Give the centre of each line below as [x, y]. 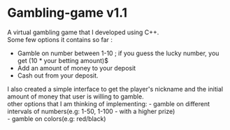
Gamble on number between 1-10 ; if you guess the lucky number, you [118, 53]
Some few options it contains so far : [60, 39]
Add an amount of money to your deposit [77, 68]
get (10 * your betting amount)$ [63, 60]
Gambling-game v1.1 [67, 13]
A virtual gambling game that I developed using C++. [83, 32]
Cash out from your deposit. [58, 75]
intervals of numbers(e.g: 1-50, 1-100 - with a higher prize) [91, 111]
